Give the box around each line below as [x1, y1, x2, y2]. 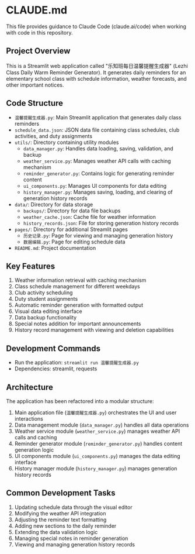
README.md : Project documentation [14, 244, 96, 252]
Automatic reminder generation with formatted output [14, 302, 144, 309]
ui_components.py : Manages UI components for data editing [23, 182, 167, 189]
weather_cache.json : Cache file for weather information [23, 213, 156, 220]
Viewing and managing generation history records [14, 541, 135, 548]
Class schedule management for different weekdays [14, 283, 140, 290]
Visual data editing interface [14, 308, 83, 315]
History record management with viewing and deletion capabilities [14, 326, 174, 333]
